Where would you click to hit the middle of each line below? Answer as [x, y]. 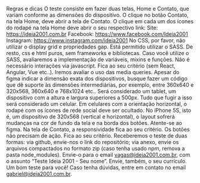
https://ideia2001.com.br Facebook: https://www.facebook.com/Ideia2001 [97, 34]
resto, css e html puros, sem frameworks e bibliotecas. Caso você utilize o [98, 53]
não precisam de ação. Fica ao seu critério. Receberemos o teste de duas [97, 136]
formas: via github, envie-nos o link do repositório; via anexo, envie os [93, 142]
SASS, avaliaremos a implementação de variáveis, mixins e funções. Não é [98, 60]
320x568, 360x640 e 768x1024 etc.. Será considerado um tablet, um [91, 91]
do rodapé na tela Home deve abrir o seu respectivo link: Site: [82, 28]
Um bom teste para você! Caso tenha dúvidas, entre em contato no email [96, 167]
